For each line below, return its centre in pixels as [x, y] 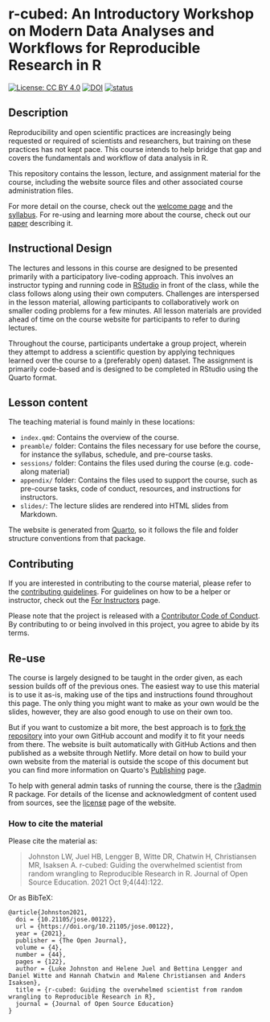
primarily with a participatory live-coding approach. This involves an [121, 276]
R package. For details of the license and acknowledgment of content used [133, 794]
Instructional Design [60, 249]
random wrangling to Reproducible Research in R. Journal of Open [138, 874]
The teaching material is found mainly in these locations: [102, 422]
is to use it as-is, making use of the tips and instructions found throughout [131, 695]
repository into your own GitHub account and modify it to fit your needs [127, 736]
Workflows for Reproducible [104, 48]
